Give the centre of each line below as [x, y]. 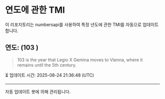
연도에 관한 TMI [35, 10]
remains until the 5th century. [47, 65]
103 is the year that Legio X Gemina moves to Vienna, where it [80, 60]
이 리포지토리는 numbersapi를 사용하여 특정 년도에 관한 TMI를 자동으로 [73, 25]
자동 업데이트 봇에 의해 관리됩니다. [38, 92]
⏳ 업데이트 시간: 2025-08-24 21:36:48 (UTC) [50, 75]
